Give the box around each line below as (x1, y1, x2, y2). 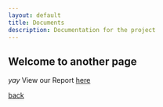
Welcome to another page (8, 55, 137, 68)
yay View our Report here (8, 76, 91, 85)
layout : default (8, 11, 61, 20)
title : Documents (8, 19, 65, 27)
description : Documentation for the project (8, 26, 156, 34)
